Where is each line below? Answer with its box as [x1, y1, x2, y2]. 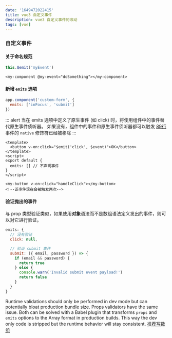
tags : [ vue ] [5, 22, 31, 27]
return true [18, 260, 45, 266]
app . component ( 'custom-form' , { [5, 97, 74, 103]
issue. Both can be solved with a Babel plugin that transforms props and [5, 309, 157, 315]
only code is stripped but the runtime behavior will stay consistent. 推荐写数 [5, 321, 165, 327]
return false [18, 275, 47, 280]
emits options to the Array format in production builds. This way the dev [5, 314, 158, 321]
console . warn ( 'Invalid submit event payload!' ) [18, 270, 123, 275]
